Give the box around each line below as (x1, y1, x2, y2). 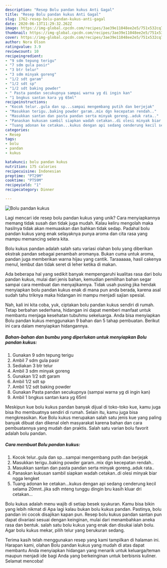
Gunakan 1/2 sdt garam (12, 373, 61, 379)
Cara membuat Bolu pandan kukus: (5, 442, 81, 448)
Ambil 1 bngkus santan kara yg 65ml (12, 394, 86, 400)
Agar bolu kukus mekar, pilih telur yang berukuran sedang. (5, 527, 125, 533)
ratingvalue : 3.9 (5, 44, 41, 49)
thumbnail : (5, 30, 28, 35)
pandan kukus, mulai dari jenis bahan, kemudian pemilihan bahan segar (5, 276, 152, 282)
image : (5, 26, 19, 31)
